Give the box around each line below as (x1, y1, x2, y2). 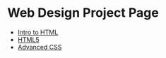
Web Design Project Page (7, 5, 159, 21)
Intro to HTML (17, 28, 59, 36)
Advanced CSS (17, 43, 62, 51)
